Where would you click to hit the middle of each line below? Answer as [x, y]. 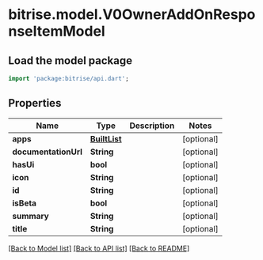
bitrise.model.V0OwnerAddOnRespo [132, 15]
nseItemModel [57, 31]
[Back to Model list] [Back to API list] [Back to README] [99, 248]
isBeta [25, 203]
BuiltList [106, 138]
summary [30, 216]
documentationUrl [48, 152]
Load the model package [71, 60]
